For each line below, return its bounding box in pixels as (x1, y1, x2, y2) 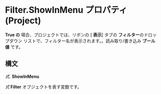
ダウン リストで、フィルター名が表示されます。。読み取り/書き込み (9, 38, 142, 44)
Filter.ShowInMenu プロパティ (5, 4, 127, 16)
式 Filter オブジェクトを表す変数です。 (5, 84, 82, 90)
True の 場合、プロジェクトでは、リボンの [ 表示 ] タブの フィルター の (5, 32, 144, 38)
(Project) (5, 15, 41, 26)
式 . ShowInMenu (5, 74, 39, 79)
